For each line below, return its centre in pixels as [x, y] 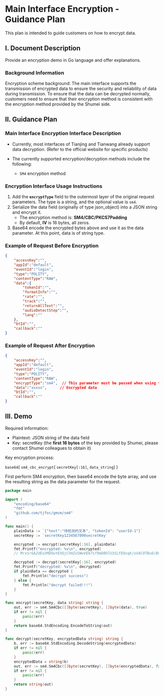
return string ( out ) [34, 685]
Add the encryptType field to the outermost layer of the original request [83, 197]
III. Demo [19, 416]
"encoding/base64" [32, 504]
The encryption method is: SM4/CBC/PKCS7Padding [73, 217]
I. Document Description [43, 48]
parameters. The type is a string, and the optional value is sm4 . [75, 202]
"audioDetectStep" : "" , [46, 310]
